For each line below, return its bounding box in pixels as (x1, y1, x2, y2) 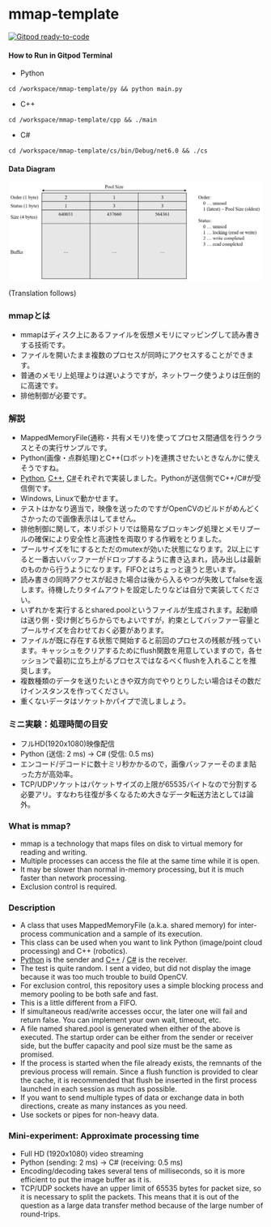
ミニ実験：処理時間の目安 (8, 719, 108, 730)
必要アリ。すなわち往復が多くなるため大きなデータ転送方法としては (19, 789, 247, 799)
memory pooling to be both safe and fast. (19, 989, 159, 999)
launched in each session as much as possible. (19, 1084, 178, 1094)
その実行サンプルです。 (34, 443, 112, 453)
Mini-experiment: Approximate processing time (8, 1130, 200, 1142)
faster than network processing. (19, 873, 127, 882)
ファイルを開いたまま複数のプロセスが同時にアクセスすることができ (19, 350, 247, 360)
